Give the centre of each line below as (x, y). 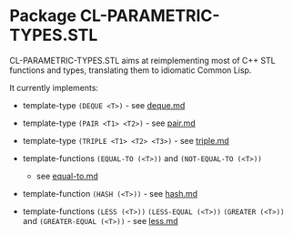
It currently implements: (54, 87)
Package (43, 16)
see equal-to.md (67, 176)
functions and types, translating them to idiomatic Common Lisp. (131, 70)
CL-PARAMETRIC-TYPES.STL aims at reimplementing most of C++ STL (142, 60)
